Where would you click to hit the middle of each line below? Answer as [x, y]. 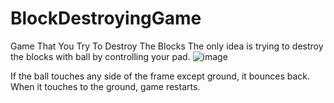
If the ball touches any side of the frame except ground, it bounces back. [160, 76]
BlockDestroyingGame [106, 18]
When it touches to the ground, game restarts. [105, 86]
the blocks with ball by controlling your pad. [100, 56]
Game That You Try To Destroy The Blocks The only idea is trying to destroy [167, 46]
